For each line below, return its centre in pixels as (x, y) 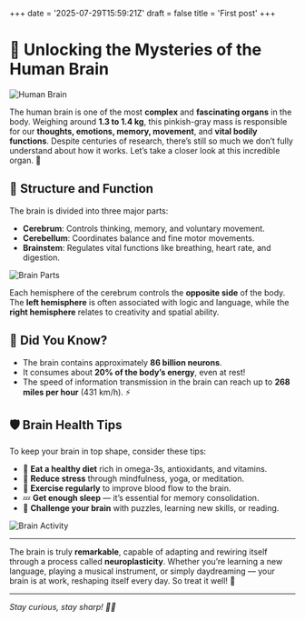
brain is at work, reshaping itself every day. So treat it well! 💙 (123, 581)
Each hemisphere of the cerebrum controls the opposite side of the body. (148, 292)
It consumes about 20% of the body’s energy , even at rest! (134, 372)
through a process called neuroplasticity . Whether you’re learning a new (146, 562)
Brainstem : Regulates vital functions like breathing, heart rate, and (147, 247)
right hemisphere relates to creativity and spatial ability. (114, 312)
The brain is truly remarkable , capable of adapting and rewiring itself (138, 552)
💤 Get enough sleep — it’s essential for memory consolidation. (141, 498)
